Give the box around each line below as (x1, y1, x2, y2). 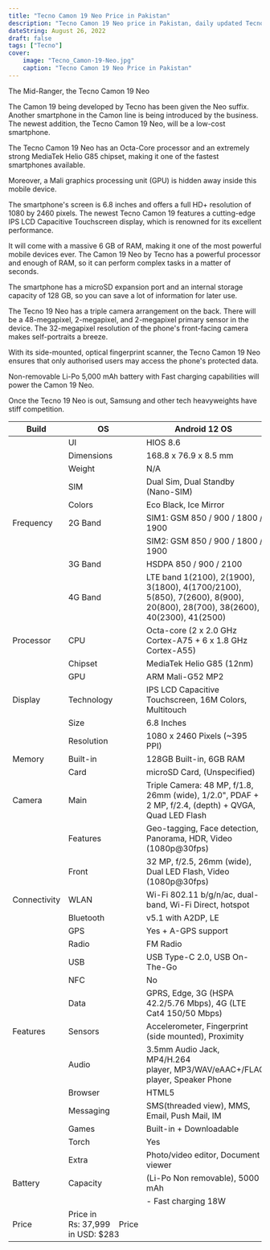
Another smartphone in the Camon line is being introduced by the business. (8, 110, 259, 120)
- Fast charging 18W (145, 1195, 227, 1207)
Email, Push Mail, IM (145, 1110, 222, 1121)
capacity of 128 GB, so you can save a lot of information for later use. (8, 290, 238, 300)
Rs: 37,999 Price (67, 1219, 139, 1230)
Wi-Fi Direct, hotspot (170, 899, 250, 910)
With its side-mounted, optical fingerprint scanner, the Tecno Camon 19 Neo (8, 347, 261, 357)
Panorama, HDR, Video (145, 833, 233, 844)
